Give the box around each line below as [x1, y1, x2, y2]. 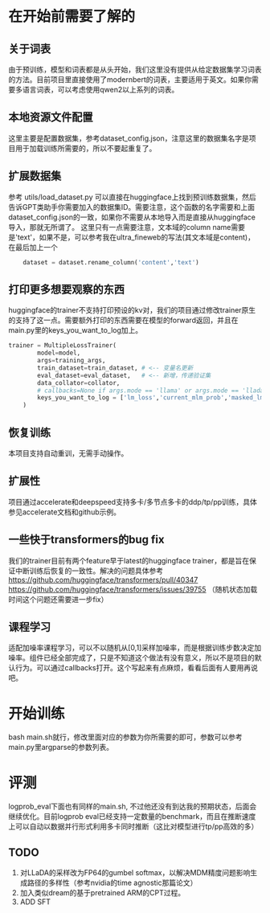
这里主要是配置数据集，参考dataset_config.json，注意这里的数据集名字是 [8, 133, 249, 143]
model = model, [37, 349, 81, 358]
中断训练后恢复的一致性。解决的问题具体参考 [14, 566, 163, 575]
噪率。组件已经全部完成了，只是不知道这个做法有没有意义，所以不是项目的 [8, 653, 255, 663]
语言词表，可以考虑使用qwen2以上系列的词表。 [22, 85, 179, 94]
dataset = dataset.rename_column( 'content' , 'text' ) [22, 258, 199, 266]
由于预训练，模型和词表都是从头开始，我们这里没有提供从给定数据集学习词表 [8, 65, 262, 74]
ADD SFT [19, 897, 51, 907]
